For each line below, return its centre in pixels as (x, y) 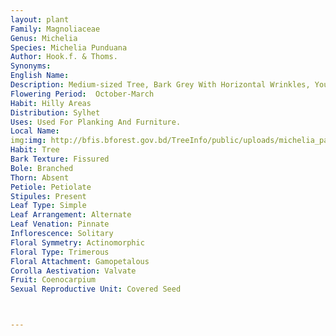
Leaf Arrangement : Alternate (71, 215)
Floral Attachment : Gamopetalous (80, 261)
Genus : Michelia (44, 38)
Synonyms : (31, 66)
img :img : (28, 141)
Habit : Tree (35, 150)
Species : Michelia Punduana (69, 47)
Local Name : (35, 131)
